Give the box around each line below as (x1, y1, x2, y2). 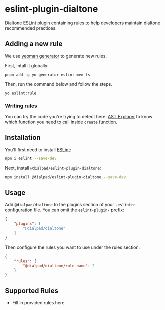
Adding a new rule (5, 40, 63, 48)
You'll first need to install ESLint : (5, 146, 71, 153)
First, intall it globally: (5, 62, 49, 68)
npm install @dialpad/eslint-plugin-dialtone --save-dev (5, 174, 126, 180)
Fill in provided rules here (12, 299, 65, 305)
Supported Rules (5, 286, 59, 295)
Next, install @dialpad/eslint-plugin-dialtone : (5, 165, 101, 171)
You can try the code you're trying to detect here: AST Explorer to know (5, 114, 153, 120)
